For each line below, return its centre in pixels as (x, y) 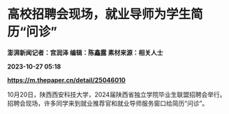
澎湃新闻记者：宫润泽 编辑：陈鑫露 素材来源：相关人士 (85, 52)
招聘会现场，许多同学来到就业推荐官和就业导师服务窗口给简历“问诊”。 (108, 103)
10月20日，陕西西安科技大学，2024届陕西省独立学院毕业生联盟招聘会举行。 (117, 94)
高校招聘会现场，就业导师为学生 (99, 14)
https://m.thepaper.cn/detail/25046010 (66, 80)
